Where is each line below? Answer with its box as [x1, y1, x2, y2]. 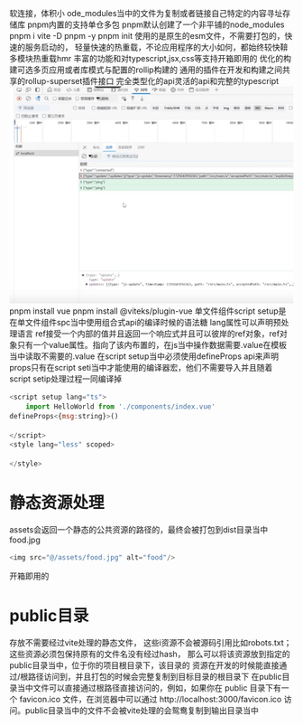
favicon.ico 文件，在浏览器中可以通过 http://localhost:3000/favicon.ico [19, 693, 282, 704]
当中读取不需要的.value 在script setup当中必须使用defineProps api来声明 [9, 351, 280, 362]
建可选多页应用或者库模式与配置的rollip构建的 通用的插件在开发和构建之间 [9, 64, 283, 75]
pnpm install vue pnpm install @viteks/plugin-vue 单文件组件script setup [9, 306, 279, 316]
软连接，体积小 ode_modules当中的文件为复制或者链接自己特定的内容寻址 [9, 8, 283, 18]
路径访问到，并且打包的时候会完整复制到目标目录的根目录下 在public [28, 671, 282, 682]
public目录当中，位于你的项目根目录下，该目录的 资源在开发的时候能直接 [9, 659, 280, 671]
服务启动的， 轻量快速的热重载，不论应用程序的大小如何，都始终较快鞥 [24, 42, 289, 52]
